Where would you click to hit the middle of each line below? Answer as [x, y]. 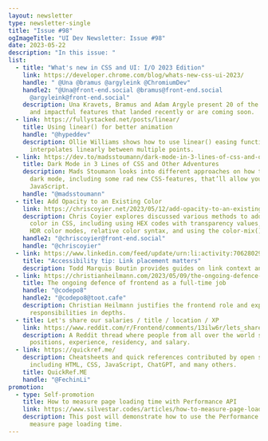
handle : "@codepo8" [55, 291]
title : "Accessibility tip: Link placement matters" [112, 260]
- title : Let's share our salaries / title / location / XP [117, 320]
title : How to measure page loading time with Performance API [130, 402]
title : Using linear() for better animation [98, 127]
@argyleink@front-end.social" [79, 97]
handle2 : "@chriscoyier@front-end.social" [94, 239]
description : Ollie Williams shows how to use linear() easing [130, 142]
